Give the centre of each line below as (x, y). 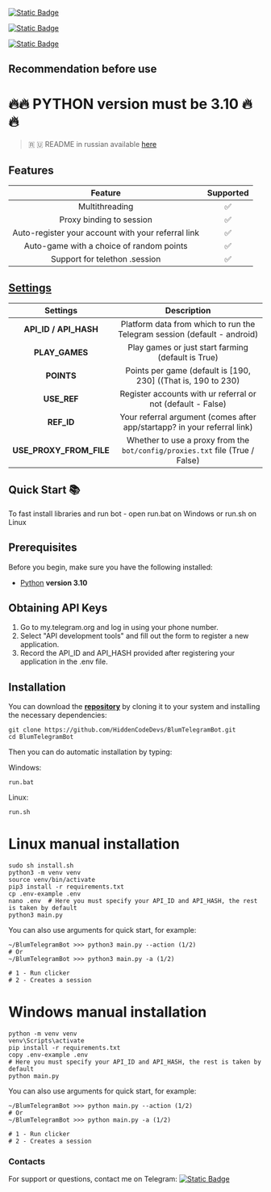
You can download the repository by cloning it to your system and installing (134, 707)
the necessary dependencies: (58, 716)
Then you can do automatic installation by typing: (90, 752)
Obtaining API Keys (58, 608)
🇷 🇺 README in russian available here (92, 145)
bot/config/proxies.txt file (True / (188, 450)
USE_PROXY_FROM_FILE (61, 450)
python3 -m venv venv (45, 873)
